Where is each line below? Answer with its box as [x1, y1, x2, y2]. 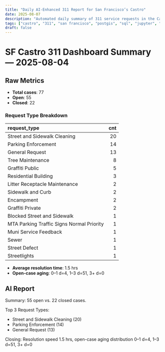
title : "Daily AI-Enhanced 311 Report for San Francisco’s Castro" [5, 7, 146, 12]
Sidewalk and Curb [7, 189, 52, 196]
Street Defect [7, 245, 38, 251]
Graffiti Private [7, 204, 41, 211]
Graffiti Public [7, 165, 39, 172]
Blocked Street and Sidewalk [7, 213, 74, 220]
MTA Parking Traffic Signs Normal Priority [7, 221, 104, 227]
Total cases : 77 [12, 89, 44, 96]
